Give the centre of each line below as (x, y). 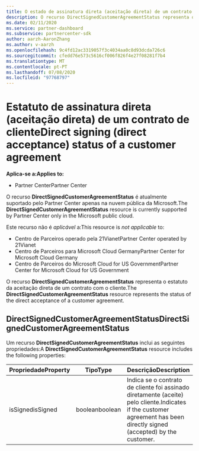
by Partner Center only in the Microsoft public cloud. (70, 216)
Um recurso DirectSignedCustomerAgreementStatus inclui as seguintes (96, 343)
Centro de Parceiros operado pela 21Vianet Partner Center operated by (101, 239)
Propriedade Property (40, 370)
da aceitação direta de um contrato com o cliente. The (72, 288)
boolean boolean (99, 410)
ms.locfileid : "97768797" (38, 78)
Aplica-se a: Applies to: (35, 174)
